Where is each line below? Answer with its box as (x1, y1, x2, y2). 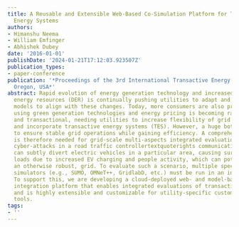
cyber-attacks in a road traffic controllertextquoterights (14, 143, 196, 150)
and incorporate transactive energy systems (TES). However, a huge (14, 122, 221, 130)
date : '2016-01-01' (7, 51, 65, 58)
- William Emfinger (7, 37, 65, 44)
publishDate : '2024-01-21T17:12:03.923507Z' (7, 57, 142, 64)
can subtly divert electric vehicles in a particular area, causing (14, 149, 221, 157)
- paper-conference (7, 70, 65, 77)
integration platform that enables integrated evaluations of (14, 182, 202, 189)
